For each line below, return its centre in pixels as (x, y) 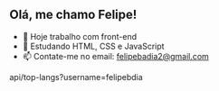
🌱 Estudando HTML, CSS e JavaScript (93, 46)
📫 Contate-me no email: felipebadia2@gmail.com (116, 56)
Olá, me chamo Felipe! (73, 15)
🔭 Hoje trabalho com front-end (80, 36)
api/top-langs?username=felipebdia (76, 77)
